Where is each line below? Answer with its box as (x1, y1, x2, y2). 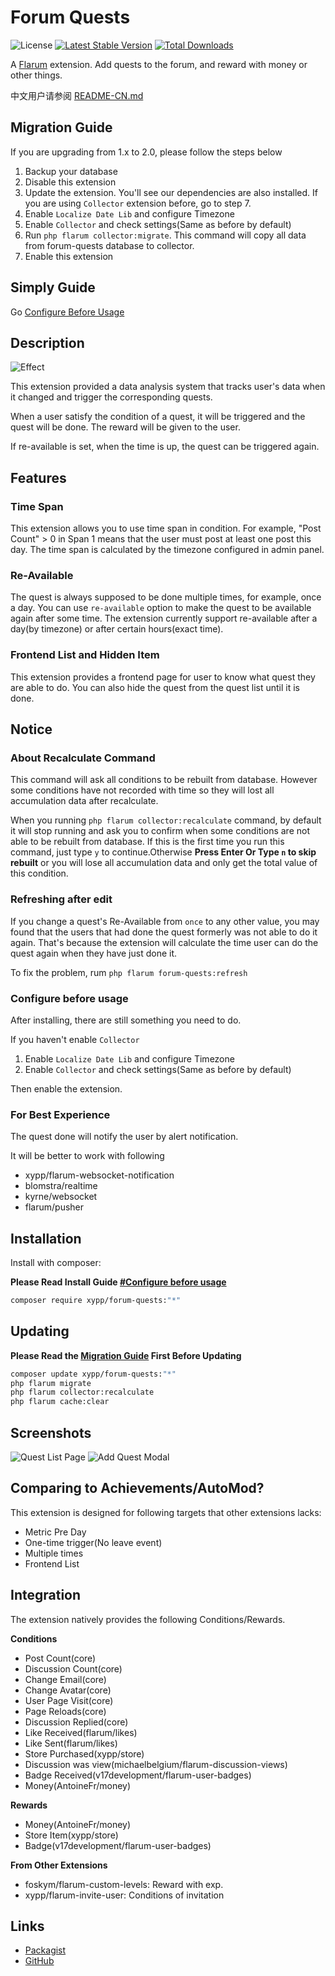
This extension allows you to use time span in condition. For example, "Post (10, 522, 322, 535)
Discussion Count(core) (24, 1662, 123, 1675)
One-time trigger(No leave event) (24, 1536, 163, 1548)
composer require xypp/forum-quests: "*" (10, 1296, 182, 1306)
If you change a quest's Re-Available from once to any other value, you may (10, 915, 320, 927)
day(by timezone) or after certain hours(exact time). (10, 623, 224, 635)
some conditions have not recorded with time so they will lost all (10, 784, 275, 796)
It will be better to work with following (10, 1150, 165, 1162)
